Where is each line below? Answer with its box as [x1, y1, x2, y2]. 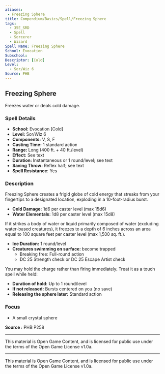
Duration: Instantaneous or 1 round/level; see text [12, 157, 113, 163]
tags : [5, 21, 16, 26]
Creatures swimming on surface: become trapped [12, 246, 116, 252]
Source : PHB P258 [5, 324, 45, 330]
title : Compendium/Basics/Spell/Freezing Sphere [5, 16, 107, 21]
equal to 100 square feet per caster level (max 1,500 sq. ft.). [5, 231, 126, 237]
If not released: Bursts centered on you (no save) [12, 286, 112, 292]
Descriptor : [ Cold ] [5, 58, 45, 62]
